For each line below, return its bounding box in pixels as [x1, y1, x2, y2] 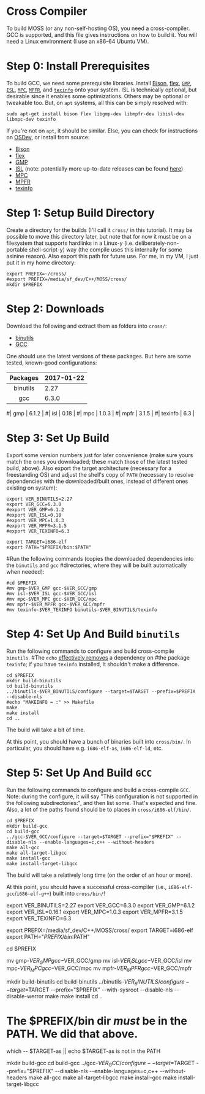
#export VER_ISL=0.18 [6, 512, 62, 518]
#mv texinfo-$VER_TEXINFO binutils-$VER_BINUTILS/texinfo [6, 606, 157, 613]
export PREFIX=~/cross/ [6, 271, 67, 277]
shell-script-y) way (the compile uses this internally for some [29, 245, 182, 253]
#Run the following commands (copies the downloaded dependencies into [6, 555, 194, 562]
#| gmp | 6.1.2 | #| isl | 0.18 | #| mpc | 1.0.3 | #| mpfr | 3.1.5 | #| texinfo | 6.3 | [6, 409, 195, 417]
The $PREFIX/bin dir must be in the [6, 1014, 188, 1028]
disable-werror [6, 992, 44, 1000]
